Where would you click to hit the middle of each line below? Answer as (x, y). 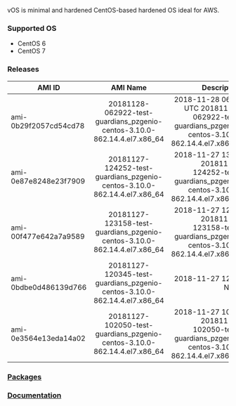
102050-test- (129, 325)
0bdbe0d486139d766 (49, 287)
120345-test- (129, 274)
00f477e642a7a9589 (48, 236)
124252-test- (129, 168)
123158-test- (129, 223)
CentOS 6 (32, 44)
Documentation (34, 395)
